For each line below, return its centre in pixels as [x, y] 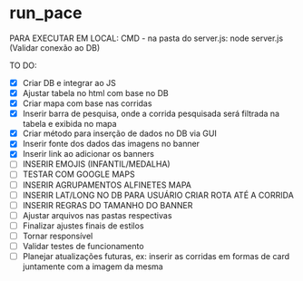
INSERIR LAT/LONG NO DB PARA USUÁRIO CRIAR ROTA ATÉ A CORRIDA [158, 195]
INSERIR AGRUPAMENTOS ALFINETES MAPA [107, 185]
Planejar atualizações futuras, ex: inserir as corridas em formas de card [156, 256]
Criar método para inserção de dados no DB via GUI [120, 133]
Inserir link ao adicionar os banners [88, 154]
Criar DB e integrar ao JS [69, 82]
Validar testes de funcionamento [83, 246]
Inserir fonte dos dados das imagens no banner [111, 144]
